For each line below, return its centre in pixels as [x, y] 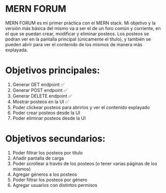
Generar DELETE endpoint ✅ [42, 96]
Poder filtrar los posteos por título [48, 152]
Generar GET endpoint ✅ [38, 84]
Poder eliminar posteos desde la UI [49, 118]
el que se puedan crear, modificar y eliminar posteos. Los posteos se [77, 34]
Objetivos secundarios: [55, 139]
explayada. [17, 50]
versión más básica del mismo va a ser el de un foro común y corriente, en [83, 28]
